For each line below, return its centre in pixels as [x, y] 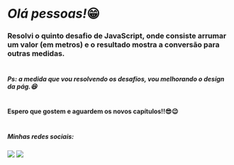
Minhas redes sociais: [41, 136]
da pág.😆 [22, 86]
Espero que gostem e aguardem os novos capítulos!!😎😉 [93, 111]
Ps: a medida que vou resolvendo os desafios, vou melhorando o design [116, 79]
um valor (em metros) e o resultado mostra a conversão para [113, 45]
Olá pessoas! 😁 [54, 14]
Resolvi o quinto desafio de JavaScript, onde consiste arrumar [117, 36]
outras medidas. [36, 54]
